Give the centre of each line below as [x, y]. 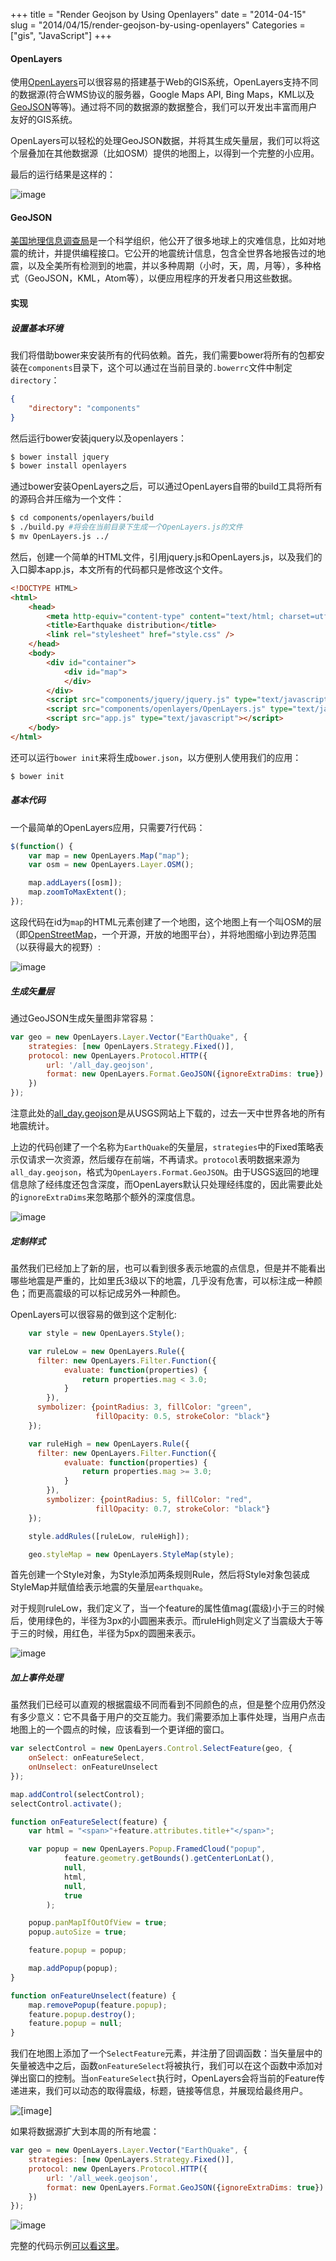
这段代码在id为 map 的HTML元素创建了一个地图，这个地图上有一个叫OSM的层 [166, 921]
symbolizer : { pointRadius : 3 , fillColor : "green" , [144, 1407]
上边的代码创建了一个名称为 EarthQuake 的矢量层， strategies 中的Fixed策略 [162, 1147]
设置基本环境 [36, 328]
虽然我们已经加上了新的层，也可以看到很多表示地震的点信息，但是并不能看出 [168, 1268]
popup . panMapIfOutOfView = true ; [98, 1923]
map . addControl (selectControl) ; [77, 1794]
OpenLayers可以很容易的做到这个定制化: [93, 1314]
